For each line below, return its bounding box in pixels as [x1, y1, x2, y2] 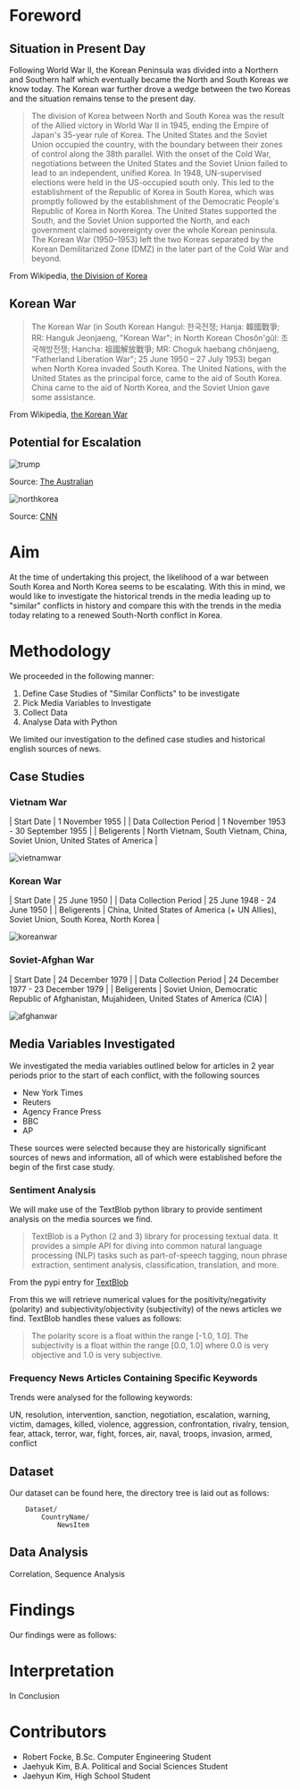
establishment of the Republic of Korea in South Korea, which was [30, 187, 275, 197]
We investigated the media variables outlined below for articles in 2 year [9, 1060, 275, 1071]
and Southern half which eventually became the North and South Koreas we [9, 74, 288, 85]
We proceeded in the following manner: [9, 670, 154, 681]
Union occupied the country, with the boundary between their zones [30, 140, 283, 149]
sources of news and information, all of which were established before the [9, 1151, 283, 1163]
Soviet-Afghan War [9, 954, 95, 966]
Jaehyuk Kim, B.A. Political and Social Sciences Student [21, 1760, 229, 1771]
